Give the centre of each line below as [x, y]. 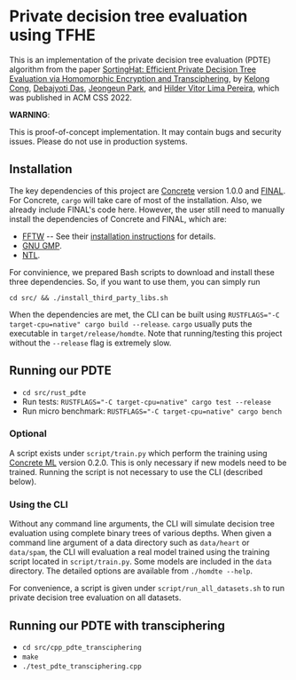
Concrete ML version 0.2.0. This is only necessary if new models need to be [148, 463]
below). [23, 481]
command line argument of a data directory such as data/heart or [129, 542]
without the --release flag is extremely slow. [90, 343]
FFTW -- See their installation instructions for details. [119, 236]
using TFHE [52, 35]
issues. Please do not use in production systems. [98, 141]
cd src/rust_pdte [54, 392]
